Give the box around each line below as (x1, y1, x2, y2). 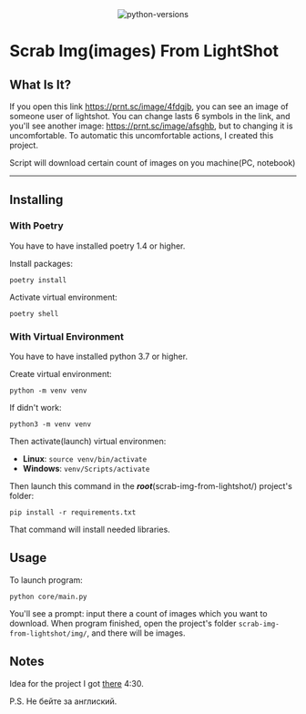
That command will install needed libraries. (9, 524, 170, 535)
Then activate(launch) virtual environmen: (9, 435, 167, 446)
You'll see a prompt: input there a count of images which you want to (9, 607, 268, 618)
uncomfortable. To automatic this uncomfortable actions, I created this (9, 130, 274, 140)
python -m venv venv (9, 386, 88, 395)
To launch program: (9, 574, 84, 586)
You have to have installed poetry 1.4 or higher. (9, 240, 186, 251)
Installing (9, 192, 64, 208)
